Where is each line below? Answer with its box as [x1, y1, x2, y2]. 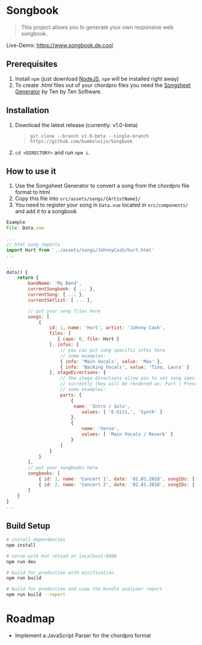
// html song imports [6, 241, 61, 248]
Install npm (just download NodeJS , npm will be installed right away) [14, 75, 179, 82]
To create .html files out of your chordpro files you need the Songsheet [14, 81, 191, 89]
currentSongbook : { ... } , [28, 286, 96, 292]
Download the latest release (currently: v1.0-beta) [14, 121, 138, 128]
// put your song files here [28, 308, 101, 314]
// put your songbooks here [28, 465, 98, 471]
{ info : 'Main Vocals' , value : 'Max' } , [60, 358, 163, 364]
